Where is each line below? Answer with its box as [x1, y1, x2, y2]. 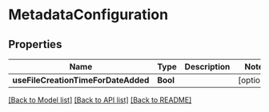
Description [184, 62, 231, 72]
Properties [8, 38, 62, 51]
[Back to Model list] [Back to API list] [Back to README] [8, 95, 192, 105]
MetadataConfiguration [8, 6, 169, 24]
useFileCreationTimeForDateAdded [12, 74, 150, 86]
